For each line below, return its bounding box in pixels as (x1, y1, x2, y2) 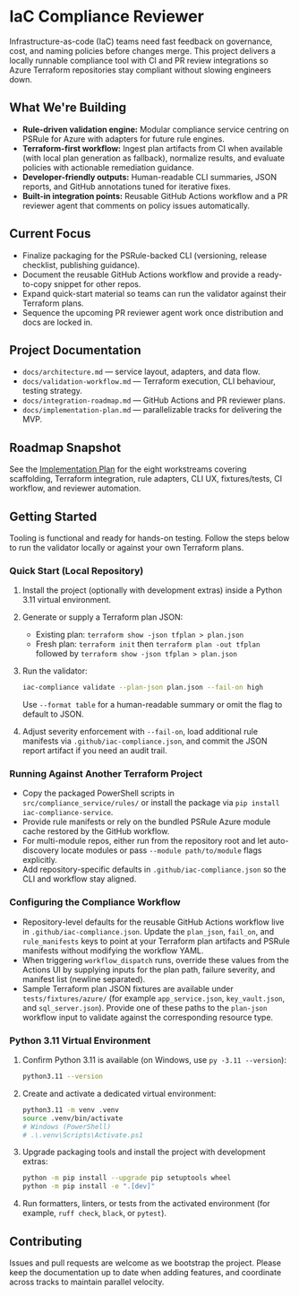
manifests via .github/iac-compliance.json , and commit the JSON (21, 735, 268, 746)
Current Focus (9, 226, 91, 241)
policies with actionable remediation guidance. (21, 161, 194, 172)
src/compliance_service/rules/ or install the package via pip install (21, 797, 280, 808)
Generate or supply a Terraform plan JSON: (21, 612, 184, 622)
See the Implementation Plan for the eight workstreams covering (9, 464, 247, 474)
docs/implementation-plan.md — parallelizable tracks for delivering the (21, 404, 283, 415)
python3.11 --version (21, 1072, 103, 1082)
